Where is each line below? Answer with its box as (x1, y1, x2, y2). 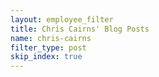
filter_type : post (10, 42, 87, 53)
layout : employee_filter (10, 14, 114, 25)
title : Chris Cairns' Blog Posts (10, 24, 150, 34)
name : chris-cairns (10, 33, 92, 43)
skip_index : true (10, 52, 83, 62)
